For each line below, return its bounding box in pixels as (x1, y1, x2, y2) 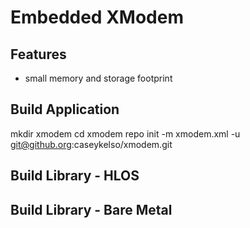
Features (10, 46, 67, 63)
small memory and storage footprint (24, 72, 173, 84)
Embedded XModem (10, 6, 184, 29)
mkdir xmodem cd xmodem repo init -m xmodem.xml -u (10, 127, 241, 140)
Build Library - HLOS (10, 167, 140, 185)
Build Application (10, 101, 120, 118)
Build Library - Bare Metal (10, 201, 173, 218)
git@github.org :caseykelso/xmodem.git (10, 138, 173, 150)
